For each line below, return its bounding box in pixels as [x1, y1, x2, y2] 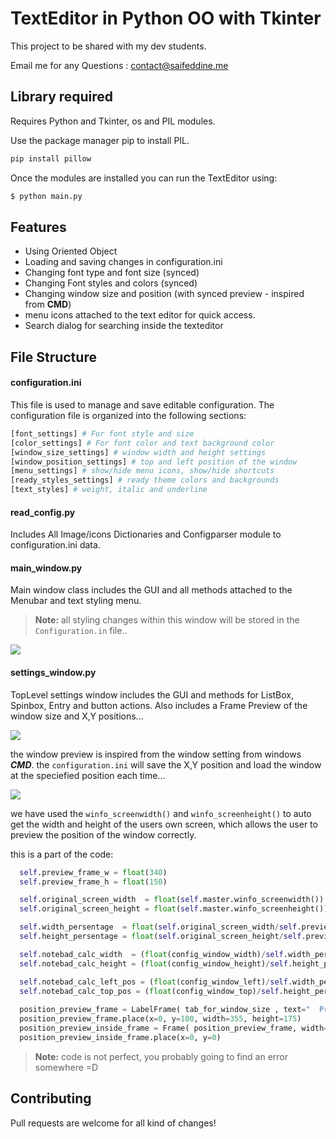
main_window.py [10, 562, 83, 574]
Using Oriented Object [24, 245, 118, 257]
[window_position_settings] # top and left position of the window [10, 457, 298, 467]
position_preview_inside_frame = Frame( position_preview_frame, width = [19, 1023, 329, 1034]
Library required [10, 88, 114, 106]
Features [10, 218, 67, 236]
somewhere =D [34, 1061, 99, 1073]
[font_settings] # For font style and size [10, 428, 195, 439]
